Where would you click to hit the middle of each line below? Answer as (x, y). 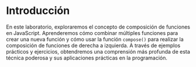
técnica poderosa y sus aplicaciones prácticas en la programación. (87, 58)
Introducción (38, 11)
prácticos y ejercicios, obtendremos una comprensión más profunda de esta (98, 51)
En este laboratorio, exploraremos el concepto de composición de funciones (98, 27)
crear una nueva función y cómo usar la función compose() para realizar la (95, 39)
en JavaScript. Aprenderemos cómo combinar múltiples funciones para (92, 33)
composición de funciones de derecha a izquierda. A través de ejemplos (93, 45)
